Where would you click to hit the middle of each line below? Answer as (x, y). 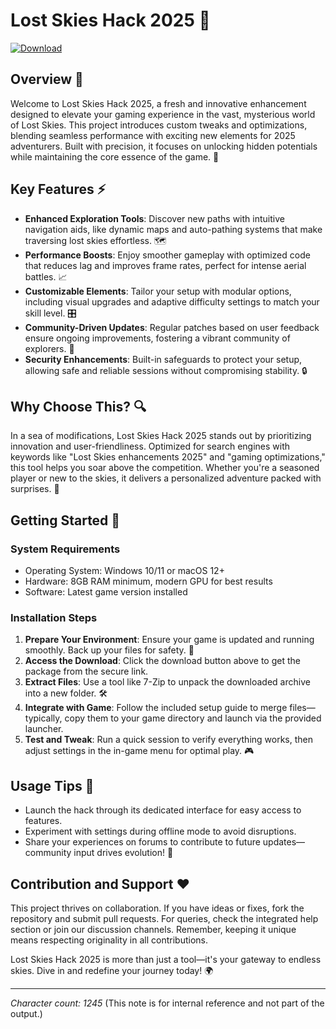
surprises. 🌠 (35, 489)
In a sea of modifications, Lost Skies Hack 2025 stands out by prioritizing (161, 436)
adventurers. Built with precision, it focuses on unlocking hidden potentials (164, 146)
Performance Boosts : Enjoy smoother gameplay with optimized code (167, 255)
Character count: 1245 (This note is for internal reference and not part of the (167, 1003)
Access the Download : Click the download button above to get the (162, 661)
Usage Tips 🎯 (52, 785)
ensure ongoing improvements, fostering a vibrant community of (157, 338)
